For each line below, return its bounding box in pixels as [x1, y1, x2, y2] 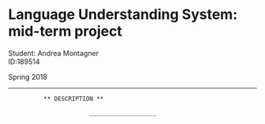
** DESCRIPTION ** [43, 95, 104, 103]
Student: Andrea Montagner [8, 48, 99, 58]
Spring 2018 [8, 72, 47, 81]
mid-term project [8, 22, 122, 40]
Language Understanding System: [8, 6, 238, 24]
